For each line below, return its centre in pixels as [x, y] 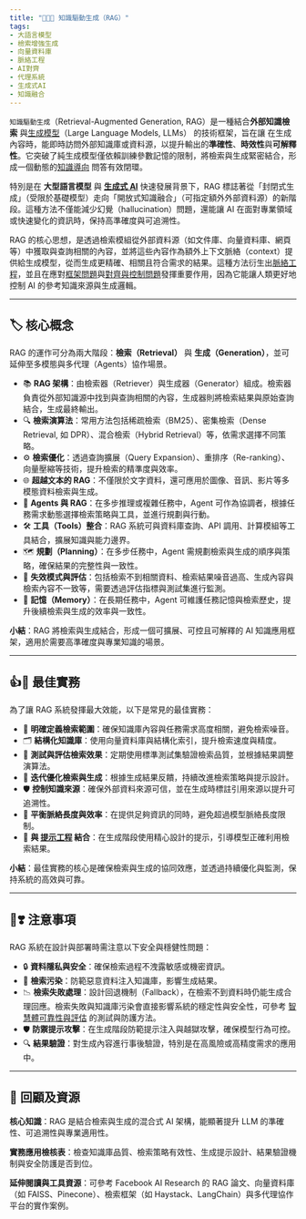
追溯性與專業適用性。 [73, 1132]
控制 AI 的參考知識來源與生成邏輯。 [76, 285]
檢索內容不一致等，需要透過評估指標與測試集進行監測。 [126, 589]
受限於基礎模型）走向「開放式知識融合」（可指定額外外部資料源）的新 [158, 198]
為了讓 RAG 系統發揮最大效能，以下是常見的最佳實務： [112, 710]
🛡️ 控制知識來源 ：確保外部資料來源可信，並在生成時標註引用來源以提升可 [159, 789]
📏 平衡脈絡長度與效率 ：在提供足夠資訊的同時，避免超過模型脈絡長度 [150, 814]
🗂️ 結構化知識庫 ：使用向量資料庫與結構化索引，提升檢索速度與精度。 [152, 741]
